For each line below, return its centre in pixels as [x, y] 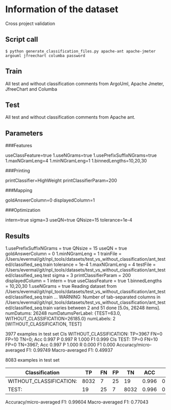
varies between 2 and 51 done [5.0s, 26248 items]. [107, 308]
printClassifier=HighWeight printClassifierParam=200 [61, 181]
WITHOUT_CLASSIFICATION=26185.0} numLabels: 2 [61, 319]
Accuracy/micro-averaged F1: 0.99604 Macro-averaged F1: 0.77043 [77, 402]
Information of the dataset [62, 9]
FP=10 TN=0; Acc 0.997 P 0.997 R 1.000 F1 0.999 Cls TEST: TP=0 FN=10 [82, 339]
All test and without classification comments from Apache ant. [70, 117]
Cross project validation [30, 23]
